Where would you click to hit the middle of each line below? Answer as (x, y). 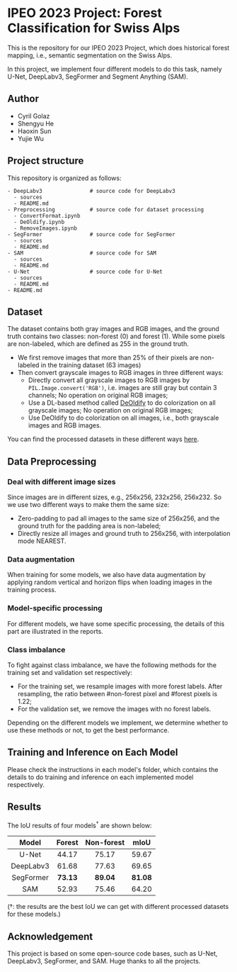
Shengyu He (36, 123)
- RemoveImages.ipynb (46, 228)
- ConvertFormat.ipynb (47, 216)
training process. (32, 590)
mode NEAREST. (42, 541)
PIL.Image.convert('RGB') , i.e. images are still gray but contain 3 (122, 388)
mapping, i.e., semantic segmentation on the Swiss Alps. (90, 55)
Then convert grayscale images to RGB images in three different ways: (121, 373)
